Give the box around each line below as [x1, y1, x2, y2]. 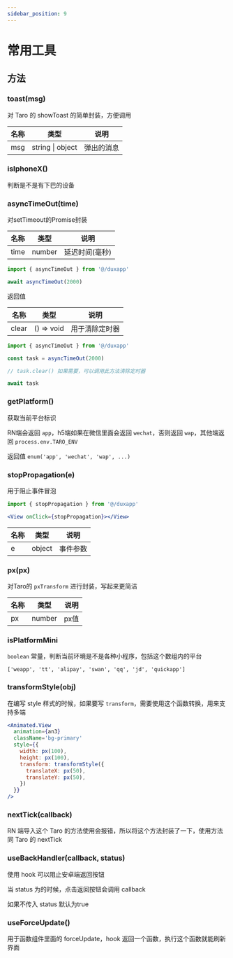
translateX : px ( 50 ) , [25, 767, 86, 774]
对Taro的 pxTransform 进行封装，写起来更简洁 [7, 582, 137, 590]
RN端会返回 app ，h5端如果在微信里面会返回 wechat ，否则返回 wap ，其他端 [7, 428, 218, 437]
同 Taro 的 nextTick [7, 836, 63, 844]
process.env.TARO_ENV [15, 438, 78, 445]
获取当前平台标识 [7, 414, 57, 422]
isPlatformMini [7, 635, 58, 644]
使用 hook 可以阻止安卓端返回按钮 [7, 870, 105, 878]
